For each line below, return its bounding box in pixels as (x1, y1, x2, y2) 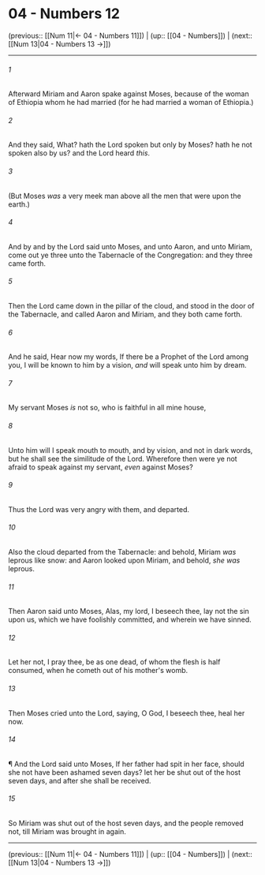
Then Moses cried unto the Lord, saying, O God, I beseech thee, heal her (8, 708, 245, 718)
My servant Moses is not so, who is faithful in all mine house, (8, 403, 207, 413)
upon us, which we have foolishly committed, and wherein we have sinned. (8, 615, 252, 624)
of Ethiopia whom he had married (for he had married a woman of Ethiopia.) (8, 98, 254, 107)
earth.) (8, 199, 30, 209)
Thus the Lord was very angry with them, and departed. (8, 504, 189, 514)
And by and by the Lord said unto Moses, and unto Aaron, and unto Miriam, (8, 241, 252, 251)
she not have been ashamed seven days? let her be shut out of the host (8, 767, 241, 777)
